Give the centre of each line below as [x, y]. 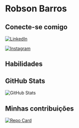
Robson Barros [36, 9]
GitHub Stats [25, 81]
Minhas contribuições [39, 108]
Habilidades [24, 64]
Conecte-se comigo [36, 27]
